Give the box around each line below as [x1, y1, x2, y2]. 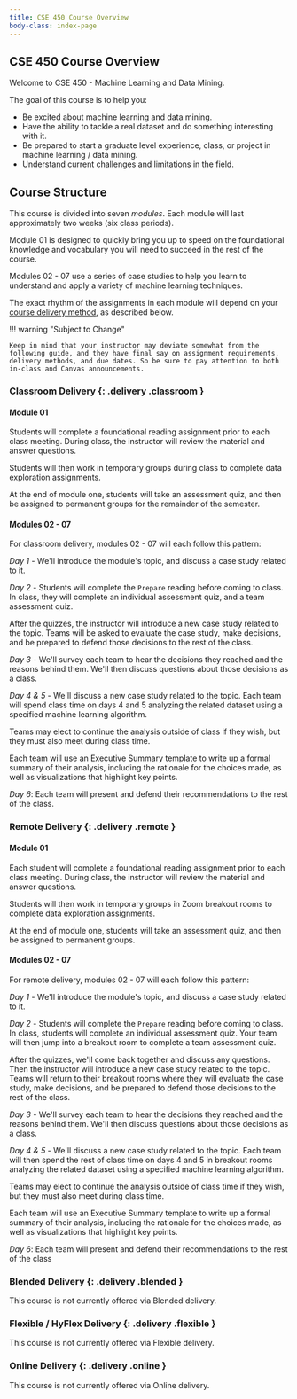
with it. [21, 130, 47, 142]
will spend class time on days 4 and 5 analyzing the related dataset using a [9, 699, 284, 710]
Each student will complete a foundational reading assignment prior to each [9, 862, 285, 873]
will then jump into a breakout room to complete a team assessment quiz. [9, 1036, 277, 1047]
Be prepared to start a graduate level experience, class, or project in [21, 140, 271, 151]
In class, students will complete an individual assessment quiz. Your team [9, 1028, 277, 1038]
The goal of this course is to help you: [9, 95, 148, 106]
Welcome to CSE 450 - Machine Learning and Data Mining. [9, 77, 225, 89]
